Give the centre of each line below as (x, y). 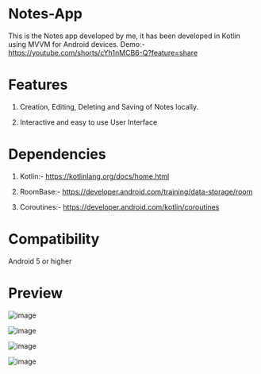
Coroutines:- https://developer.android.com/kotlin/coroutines (119, 206)
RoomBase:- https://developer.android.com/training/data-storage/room (136, 191)
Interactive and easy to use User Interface (88, 122)
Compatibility (54, 239)
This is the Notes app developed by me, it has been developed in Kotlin (124, 36)
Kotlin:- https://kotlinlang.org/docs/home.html (94, 176)
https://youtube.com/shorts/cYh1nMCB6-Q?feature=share (103, 52)
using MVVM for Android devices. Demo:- (77, 44)
